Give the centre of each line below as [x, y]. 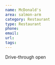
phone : [12, 29]
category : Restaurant [28, 19]
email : [12, 33]
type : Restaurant [23, 24]
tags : [11, 43]
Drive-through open [25, 57]
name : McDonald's [23, 10]
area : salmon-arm [23, 15]
